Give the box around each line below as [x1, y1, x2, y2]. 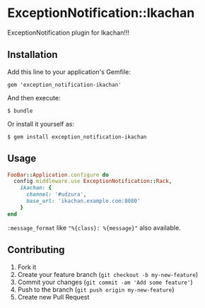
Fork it [17, 263, 37, 271]
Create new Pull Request [17, 292, 90, 301]
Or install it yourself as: [7, 119, 74, 128]
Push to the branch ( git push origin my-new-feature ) [17, 285, 175, 294]
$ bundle [7, 107, 33, 114]
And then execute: [7, 93, 61, 102]
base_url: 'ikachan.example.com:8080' [25, 198, 141, 205]
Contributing [7, 244, 65, 256]
